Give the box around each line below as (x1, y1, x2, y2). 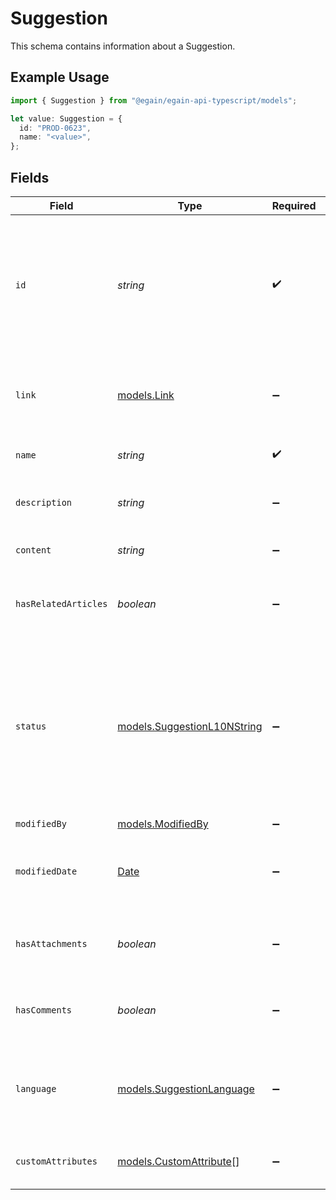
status (15, 720, 47, 732)
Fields (10, 169, 50, 186)
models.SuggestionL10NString (117, 719, 263, 733)
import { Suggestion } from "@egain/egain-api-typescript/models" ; (10, 95, 298, 106)
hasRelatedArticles (15, 598, 108, 609)
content (15, 544, 52, 556)
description (15, 497, 73, 508)
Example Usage (10, 69, 110, 86)
